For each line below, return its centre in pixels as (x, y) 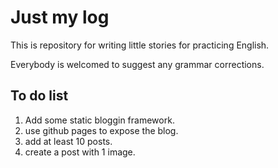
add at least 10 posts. (68, 141)
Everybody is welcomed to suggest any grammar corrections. (137, 64)
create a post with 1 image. (80, 152)
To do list (39, 96)
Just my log (60, 17)
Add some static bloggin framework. (99, 120)
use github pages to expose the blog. (101, 130)
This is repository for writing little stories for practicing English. (140, 45)
